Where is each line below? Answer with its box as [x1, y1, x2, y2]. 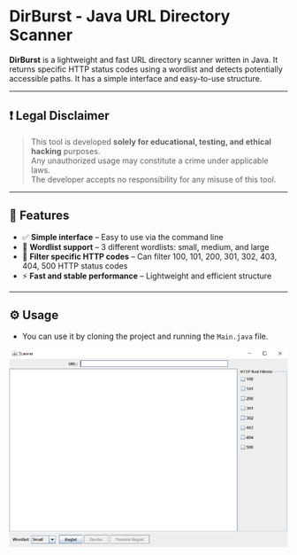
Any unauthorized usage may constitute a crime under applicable [30, 155, 269, 166]
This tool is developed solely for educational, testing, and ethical [30, 136, 272, 147]
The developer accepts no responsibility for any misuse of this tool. [30, 174, 277, 184]
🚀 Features [9, 208, 70, 223]
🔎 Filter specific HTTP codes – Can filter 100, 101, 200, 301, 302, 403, [21, 251, 278, 262]
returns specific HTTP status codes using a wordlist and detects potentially [9, 64, 283, 74]
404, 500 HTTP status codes [21, 260, 128, 271]
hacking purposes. [30, 145, 101, 156]
